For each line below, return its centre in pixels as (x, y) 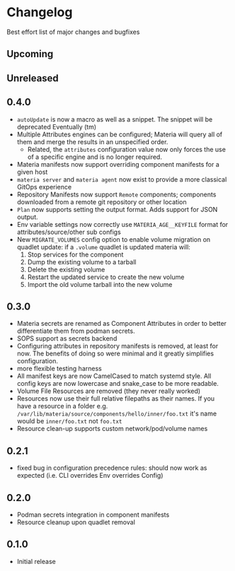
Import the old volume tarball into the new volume (100, 284)
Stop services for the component (75, 254)
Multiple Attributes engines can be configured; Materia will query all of (120, 134)
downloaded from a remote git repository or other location (102, 201)
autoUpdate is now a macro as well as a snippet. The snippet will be (115, 119)
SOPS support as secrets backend (67, 339)
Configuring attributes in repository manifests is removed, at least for (117, 346)
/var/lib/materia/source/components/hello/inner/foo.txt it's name (117, 413)
